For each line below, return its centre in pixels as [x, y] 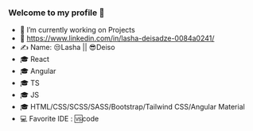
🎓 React [35, 60]
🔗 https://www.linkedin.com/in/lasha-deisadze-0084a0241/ [117, 38]
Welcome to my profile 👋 [56, 13]
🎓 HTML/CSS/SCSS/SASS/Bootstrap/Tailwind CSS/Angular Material [132, 107]
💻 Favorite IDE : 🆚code [59, 119]
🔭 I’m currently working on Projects [77, 30]
